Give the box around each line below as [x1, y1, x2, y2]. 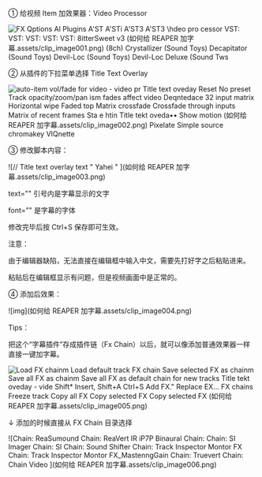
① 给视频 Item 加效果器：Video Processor [8, 9, 148, 17]
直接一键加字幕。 [8, 349, 64, 359]
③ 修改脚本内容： [8, 146, 69, 155]
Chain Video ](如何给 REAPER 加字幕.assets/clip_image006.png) [8, 460, 217, 469]
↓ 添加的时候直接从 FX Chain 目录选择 [8, 418, 133, 427]
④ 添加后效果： [8, 289, 62, 299]
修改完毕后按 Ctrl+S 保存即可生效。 [8, 222, 123, 232]
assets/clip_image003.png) [17, 172, 106, 181]
